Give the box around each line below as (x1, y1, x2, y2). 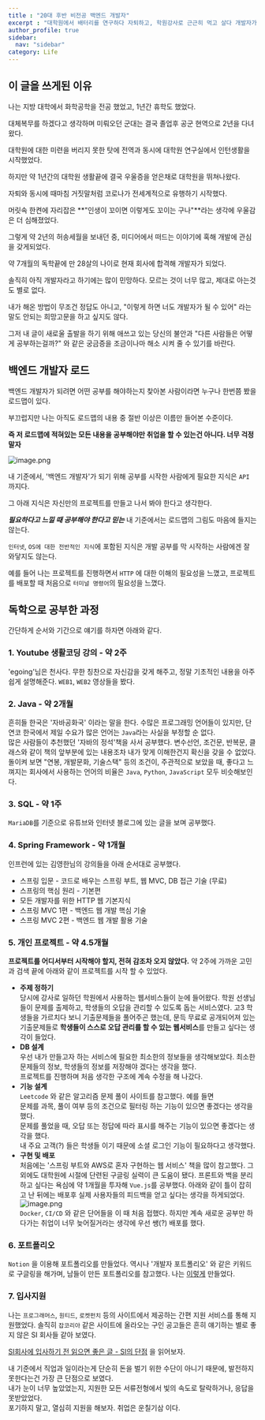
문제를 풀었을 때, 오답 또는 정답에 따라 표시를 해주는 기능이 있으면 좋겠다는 (19, 1121, 247, 1130)
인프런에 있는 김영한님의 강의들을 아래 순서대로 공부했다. (8, 859, 181, 869)
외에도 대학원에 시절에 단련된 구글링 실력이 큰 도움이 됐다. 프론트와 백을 (19, 1170, 239, 1179)
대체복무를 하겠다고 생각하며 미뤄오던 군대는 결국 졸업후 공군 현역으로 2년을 (8, 118, 241, 128)
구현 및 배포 (19, 1150, 55, 1160)
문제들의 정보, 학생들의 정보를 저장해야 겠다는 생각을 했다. (19, 1062, 197, 1071)
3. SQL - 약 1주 (8, 798, 62, 809)
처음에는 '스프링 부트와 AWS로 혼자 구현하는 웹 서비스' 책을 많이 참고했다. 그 (19, 1160, 254, 1170)
